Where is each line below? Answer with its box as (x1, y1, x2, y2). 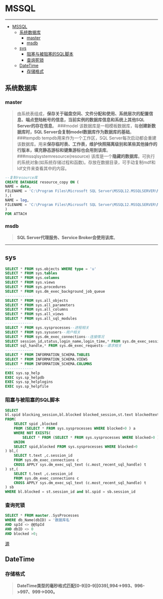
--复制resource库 (5, 175, 38, 180)
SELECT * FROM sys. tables (5, 271, 57, 276)
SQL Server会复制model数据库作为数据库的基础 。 (33, 129, 134, 134)
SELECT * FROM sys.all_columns (5, 307, 68, 312)
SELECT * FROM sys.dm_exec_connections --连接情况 (5, 334, 104, 339)
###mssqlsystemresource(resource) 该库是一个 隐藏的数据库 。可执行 (16, 153, 155, 159)
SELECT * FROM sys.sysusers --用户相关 (5, 330, 81, 335)
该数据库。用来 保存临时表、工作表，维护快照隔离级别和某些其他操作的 (16, 141, 158, 147)
